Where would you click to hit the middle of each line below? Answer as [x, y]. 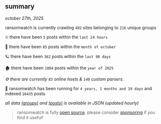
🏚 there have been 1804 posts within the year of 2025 [59, 68]
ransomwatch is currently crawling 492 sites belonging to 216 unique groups [81, 28]
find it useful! [30, 117]
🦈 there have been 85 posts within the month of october [61, 46]
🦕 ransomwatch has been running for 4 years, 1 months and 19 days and [79, 88]
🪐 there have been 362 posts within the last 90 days [58, 56]
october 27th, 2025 [24, 18]
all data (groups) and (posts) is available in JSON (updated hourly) [72, 103]
